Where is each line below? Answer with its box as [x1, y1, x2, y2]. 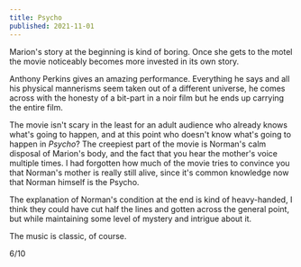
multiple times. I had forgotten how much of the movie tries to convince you [9, 157, 290, 168]
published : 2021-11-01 [9, 22, 95, 31]
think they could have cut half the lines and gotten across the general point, [9, 203, 290, 214]
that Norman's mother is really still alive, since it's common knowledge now [9, 167, 289, 178]
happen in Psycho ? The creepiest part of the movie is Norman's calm [9, 138, 267, 149]
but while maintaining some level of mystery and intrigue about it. [9, 213, 252, 224]
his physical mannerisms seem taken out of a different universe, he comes [9, 83, 286, 93]
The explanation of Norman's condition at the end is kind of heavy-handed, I [9, 194, 293, 205]
